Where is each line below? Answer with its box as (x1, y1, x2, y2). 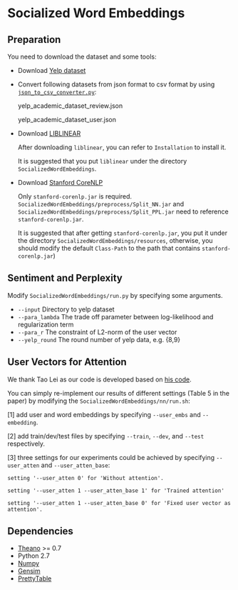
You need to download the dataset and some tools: (7, 52, 157, 61)
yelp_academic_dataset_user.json (17, 116, 116, 124)
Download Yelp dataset (17, 66, 86, 74)
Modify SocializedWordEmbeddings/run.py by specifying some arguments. (7, 291, 223, 299)
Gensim (17, 566, 41, 576)
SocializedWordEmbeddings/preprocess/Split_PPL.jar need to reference (17, 207, 229, 216)
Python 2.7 (17, 551, 50, 560)
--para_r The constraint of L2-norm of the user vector (17, 327, 177, 336)
